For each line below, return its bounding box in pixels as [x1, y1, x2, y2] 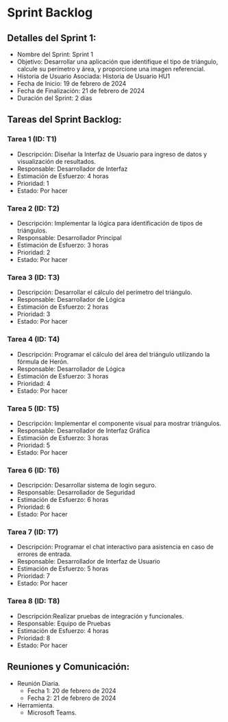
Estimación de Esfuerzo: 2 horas [16, 303, 109, 311]
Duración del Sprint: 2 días [16, 94, 92, 102]
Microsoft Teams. [27, 708, 77, 717]
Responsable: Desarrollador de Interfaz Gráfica [16, 426, 151, 435]
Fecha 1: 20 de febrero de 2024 [27, 686, 116, 695]
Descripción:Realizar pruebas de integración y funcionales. [16, 612, 184, 620]
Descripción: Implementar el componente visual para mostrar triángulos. [16, 419, 222, 427]
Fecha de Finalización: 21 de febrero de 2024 [16, 87, 145, 95]
